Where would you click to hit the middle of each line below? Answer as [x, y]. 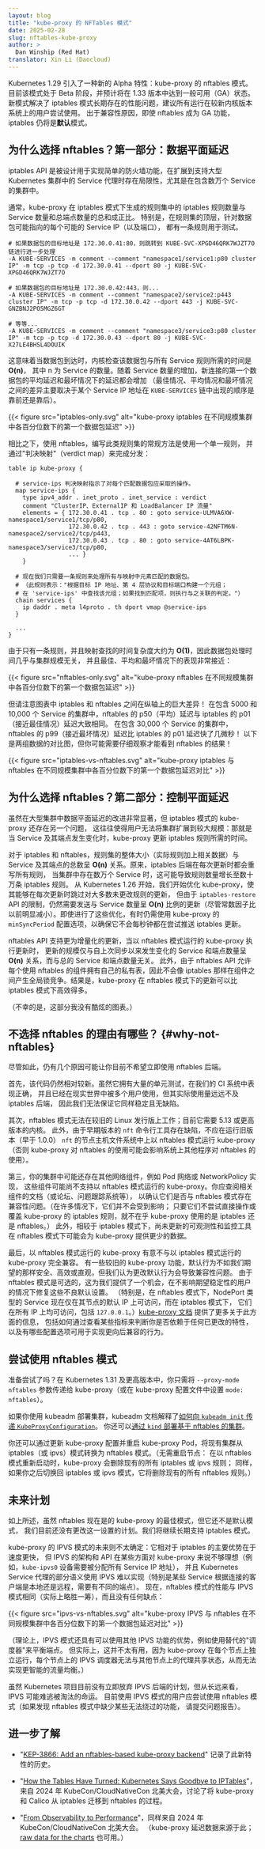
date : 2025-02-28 [37, 30]
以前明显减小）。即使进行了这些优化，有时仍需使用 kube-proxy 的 [114, 913]
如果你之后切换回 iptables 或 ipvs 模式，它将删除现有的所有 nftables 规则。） [132, 1473]
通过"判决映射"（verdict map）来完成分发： [79, 453]
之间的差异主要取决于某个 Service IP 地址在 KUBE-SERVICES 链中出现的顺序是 [131, 390]
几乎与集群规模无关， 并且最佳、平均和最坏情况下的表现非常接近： [123, 660]
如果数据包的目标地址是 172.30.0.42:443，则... [87, 288]
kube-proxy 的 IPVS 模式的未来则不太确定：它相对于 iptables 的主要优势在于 [132, 1547]
